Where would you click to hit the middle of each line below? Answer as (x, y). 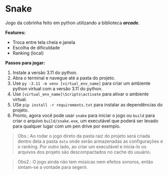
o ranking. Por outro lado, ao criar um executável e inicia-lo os (82, 146)
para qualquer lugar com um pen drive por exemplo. (66, 126)
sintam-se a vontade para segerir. (53, 167)
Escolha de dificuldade (36, 47)
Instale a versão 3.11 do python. (45, 72)
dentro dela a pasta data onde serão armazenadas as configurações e (90, 141)
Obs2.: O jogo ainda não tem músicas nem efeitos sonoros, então (85, 161)
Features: (16, 32)
